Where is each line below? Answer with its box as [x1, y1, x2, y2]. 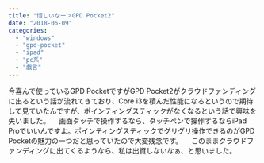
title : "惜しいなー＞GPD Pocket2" [8, 11, 115, 20]
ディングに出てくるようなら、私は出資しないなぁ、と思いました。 [21, 146, 237, 155]
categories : [8, 26, 48, 34]
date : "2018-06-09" [8, 19, 73, 27]
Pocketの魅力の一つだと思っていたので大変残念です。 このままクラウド [8, 136, 247, 146]
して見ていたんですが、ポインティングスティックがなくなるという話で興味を [8, 106, 257, 115]
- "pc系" [15, 56, 44, 64]
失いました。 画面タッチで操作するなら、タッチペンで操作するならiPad [8, 116, 247, 126]
